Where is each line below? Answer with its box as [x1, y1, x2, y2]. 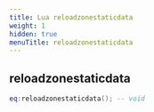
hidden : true [9, 29, 58, 38]
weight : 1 [9, 21, 46, 30]
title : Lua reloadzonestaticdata [9, 12, 134, 22]
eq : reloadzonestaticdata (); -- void [9, 94, 145, 103]
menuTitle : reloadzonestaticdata [9, 37, 134, 47]
